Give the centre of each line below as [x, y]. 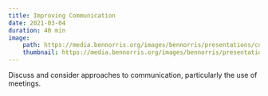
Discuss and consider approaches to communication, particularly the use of [133, 75]
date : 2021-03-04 [37, 23]
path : [32, 45]
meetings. [25, 83]
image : [19, 38]
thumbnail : [41, 52]
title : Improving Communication [62, 15]
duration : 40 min [37, 30]
